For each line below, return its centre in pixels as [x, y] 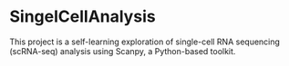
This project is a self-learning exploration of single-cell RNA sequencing [145, 42]
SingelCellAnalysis [83, 17]
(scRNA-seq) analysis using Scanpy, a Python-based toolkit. [123, 51]
